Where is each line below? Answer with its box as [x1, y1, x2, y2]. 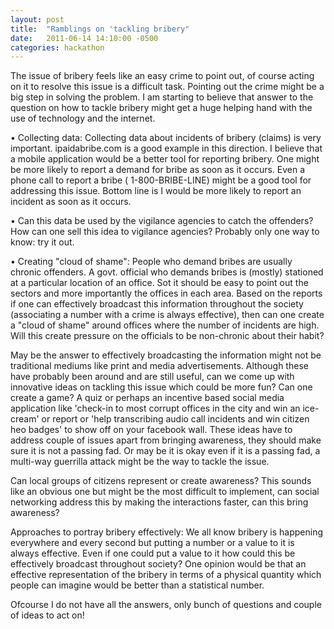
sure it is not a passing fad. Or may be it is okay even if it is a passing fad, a [10, 445, 321, 457]
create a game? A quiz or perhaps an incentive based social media [10, 392, 285, 404]
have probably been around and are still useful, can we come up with [10, 371, 295, 383]
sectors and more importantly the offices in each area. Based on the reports [10, 287, 323, 300]
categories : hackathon [10, 42, 105, 53]
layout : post [10, 14, 65, 25]
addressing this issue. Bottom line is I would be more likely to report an [10, 185, 302, 197]
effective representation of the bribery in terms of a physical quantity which [10, 569, 322, 581]
